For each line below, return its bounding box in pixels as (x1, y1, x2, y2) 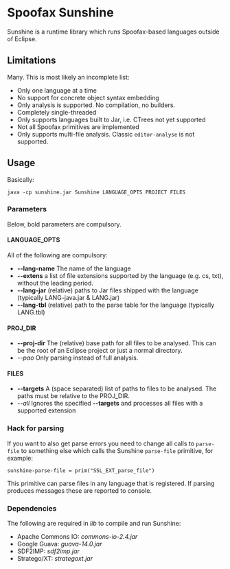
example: (7, 454, 33, 462)
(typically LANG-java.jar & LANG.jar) (16, 294, 120, 302)
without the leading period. (16, 279, 94, 288)
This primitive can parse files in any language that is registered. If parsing (7, 479, 215, 487)
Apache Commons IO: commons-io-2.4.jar (16, 533, 138, 541)
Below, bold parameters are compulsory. (7, 220, 122, 228)
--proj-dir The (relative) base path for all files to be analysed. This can (16, 339, 216, 347)
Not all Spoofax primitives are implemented (16, 122, 139, 131)
